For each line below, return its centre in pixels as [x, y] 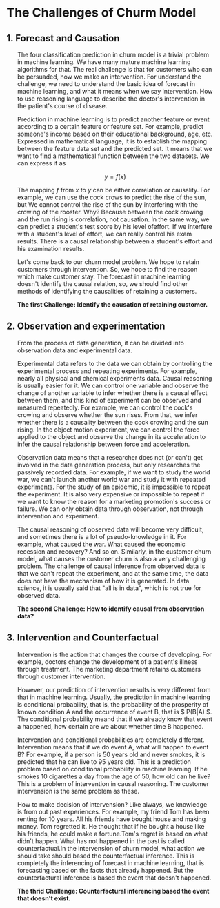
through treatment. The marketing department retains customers [109, 669]
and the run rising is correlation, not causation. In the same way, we [113, 219]
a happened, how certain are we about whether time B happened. [111, 726]
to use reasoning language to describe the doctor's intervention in [111, 99]
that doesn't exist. [44, 898]
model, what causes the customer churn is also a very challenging [112, 558]
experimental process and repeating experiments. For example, [107, 371]
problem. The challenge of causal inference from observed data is [111, 566]
